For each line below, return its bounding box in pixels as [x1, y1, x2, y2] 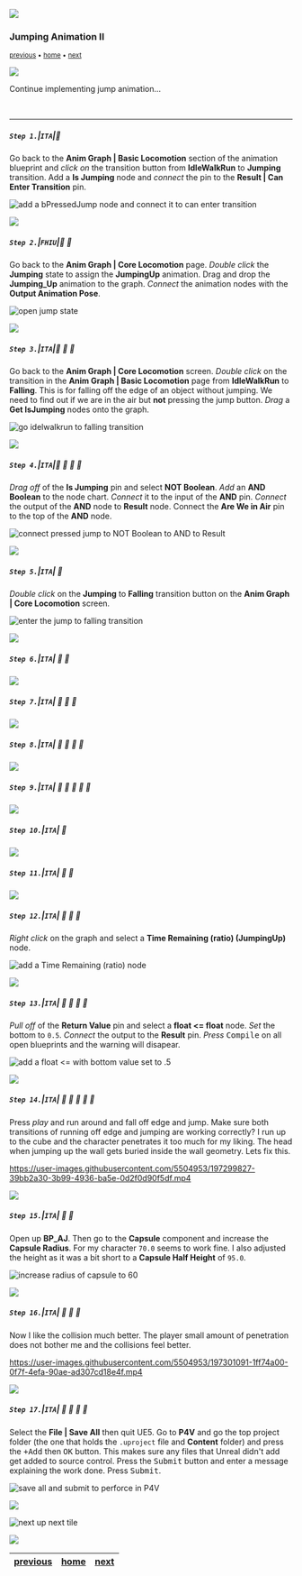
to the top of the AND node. [9, 510, 112, 522]
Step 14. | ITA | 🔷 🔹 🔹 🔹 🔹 [9, 1094, 95, 1104]
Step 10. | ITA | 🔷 [9, 824, 67, 835]
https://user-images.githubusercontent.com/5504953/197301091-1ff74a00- [9, 1357, 289, 1368]
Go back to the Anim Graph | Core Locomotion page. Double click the [9, 260, 270, 270]
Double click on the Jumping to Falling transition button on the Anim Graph [9, 589, 290, 600]
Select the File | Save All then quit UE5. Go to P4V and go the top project [9, 1426, 280, 1437]
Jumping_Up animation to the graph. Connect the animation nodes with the [9, 279, 289, 289]
